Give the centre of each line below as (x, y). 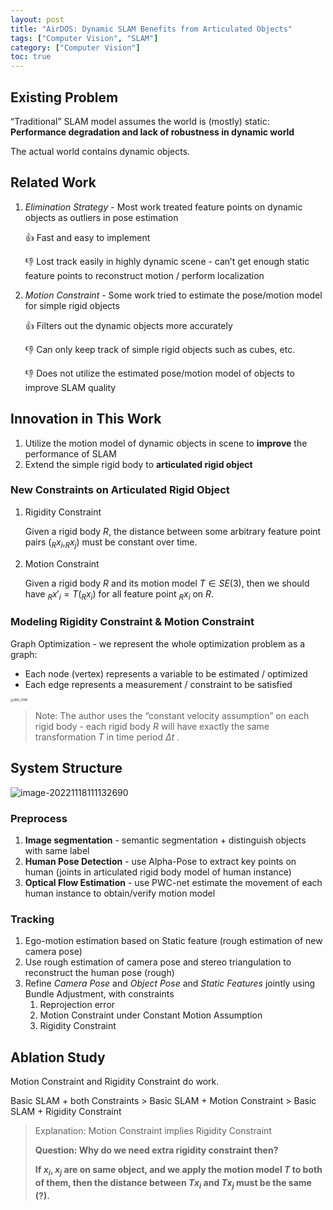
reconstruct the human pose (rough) (99, 973)
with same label (57, 851)
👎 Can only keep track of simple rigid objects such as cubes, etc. (160, 349)
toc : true (31, 57)
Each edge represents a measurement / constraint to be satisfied (158, 684)
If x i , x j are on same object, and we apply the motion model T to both (178, 1171)
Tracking (32, 919)
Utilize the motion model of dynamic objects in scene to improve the (166, 443)
